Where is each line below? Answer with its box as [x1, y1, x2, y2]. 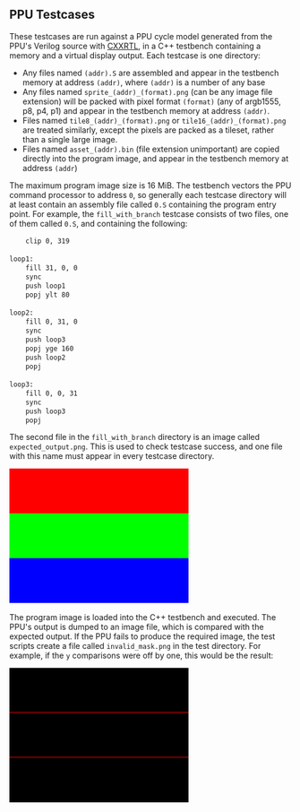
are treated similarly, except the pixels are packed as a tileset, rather [21, 125, 275, 135]
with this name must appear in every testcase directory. [9, 450, 215, 461]
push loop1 [25, 281, 66, 290]
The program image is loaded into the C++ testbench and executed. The [9, 611, 277, 622]
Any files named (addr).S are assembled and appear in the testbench [21, 67, 279, 78]
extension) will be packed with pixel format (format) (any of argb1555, [21, 96, 281, 107]
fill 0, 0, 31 [25, 389, 78, 398]
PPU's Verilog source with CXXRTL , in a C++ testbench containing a [9, 40, 261, 51]
